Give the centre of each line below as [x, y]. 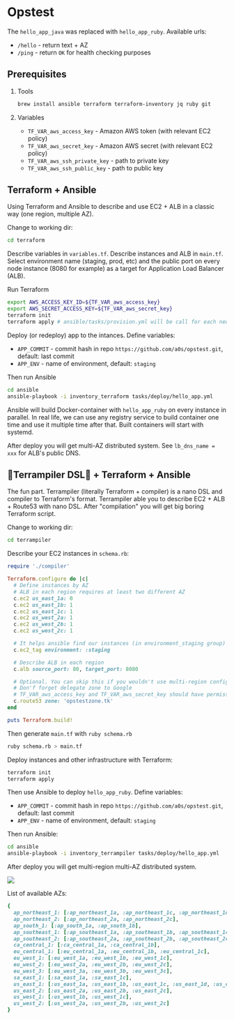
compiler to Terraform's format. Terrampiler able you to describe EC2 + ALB [116, 499]
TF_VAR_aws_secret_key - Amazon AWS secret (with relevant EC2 [120, 146]
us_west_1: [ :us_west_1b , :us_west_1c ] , [73, 997]
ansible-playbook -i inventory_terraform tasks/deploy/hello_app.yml [110, 396]
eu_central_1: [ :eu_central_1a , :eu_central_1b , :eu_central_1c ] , [112, 952]
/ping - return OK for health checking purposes [84, 52]
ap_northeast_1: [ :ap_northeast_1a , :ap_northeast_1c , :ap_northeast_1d [121, 912]
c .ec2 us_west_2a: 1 [43, 618]
